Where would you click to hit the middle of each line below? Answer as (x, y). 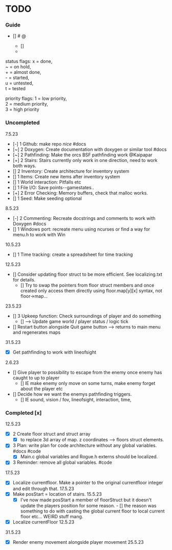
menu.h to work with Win (39, 234)
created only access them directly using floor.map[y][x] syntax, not (91, 291)
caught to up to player (36, 378)
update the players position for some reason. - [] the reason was (88, 505)
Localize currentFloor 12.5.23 (44, 522)
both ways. (24, 166)
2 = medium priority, (27, 104)
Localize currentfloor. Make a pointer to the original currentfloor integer (88, 483)
